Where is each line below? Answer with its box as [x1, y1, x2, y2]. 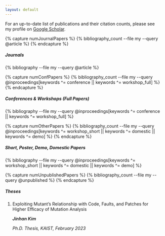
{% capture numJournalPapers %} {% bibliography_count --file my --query [5, 35, 158, 41]
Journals [5, 52, 24, 58]
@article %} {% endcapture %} [5, 40, 69, 47]
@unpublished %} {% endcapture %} [18, 177, 94, 183]
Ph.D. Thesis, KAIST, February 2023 [12, 225, 86, 231]
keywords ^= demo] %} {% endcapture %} [5, 134, 92, 139]
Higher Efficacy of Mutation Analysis [12, 206, 87, 212]
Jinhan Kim [12, 215, 36, 222]
